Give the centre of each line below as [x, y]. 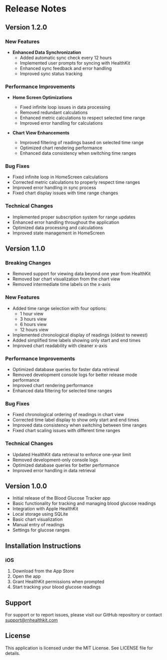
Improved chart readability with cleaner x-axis [60, 346]
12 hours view [34, 329]
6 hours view [33, 324]
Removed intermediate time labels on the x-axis [61, 284]
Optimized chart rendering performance [61, 148]
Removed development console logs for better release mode [75, 375]
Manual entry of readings [38, 525]
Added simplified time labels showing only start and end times [76, 340]
